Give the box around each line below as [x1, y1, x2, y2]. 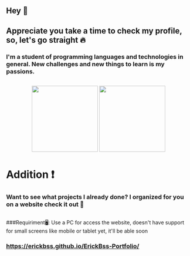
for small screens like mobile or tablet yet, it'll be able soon [6, 227, 148, 234]
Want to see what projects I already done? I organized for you [6, 193, 184, 201]
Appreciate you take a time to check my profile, [6, 26, 182, 36]
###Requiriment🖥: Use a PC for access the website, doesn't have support [6, 218, 185, 226]
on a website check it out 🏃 [6, 200, 84, 208]
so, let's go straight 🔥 [6, 35, 86, 45]
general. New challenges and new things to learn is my [6, 60, 165, 68]
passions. [6, 67, 35, 75]
